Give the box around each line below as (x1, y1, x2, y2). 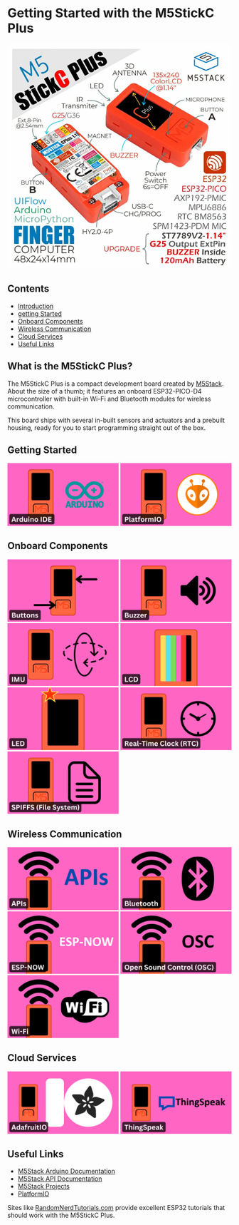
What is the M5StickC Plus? (7, 360, 133, 372)
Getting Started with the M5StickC (7, 5, 215, 21)
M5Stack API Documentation (17, 1174, 102, 1183)
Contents (7, 283, 50, 295)
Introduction (17, 302, 54, 310)
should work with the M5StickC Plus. (7, 1211, 115, 1220)
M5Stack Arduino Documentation (17, 1167, 116, 1176)
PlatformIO (17, 1189, 50, 1199)
